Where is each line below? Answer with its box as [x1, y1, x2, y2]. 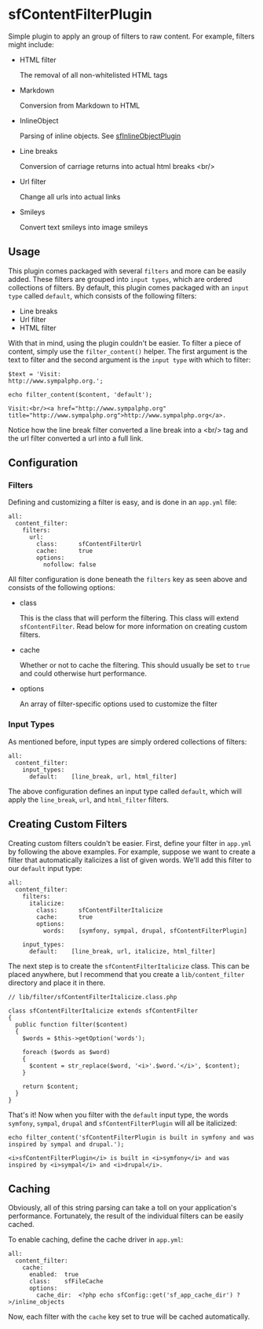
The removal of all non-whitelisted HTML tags [19, 70, 168, 79]
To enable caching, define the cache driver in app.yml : [8, 1235, 184, 1244]
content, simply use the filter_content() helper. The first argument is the [8, 346, 248, 356]
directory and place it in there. [8, 978, 106, 987]
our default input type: [8, 863, 82, 873]
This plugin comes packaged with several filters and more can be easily [8, 265, 247, 276]
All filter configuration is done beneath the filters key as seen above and [8, 575, 247, 584]
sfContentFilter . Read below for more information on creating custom [19, 622, 247, 632]
